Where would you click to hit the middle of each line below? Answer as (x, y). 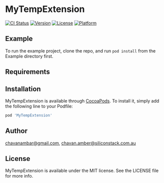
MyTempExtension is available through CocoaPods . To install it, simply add (82, 100)
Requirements (27, 72)
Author (16, 131)
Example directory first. (29, 56)
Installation (23, 89)
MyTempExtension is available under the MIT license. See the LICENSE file (82, 170)
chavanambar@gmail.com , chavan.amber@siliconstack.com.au (70, 143)
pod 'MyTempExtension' (29, 115)
